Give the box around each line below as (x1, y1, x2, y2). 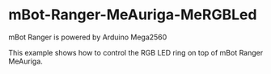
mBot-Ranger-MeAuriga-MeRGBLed (8, 6, 257, 24)
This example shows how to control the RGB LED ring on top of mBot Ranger (8, 47, 264, 57)
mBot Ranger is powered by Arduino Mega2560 (8, 32, 167, 42)
